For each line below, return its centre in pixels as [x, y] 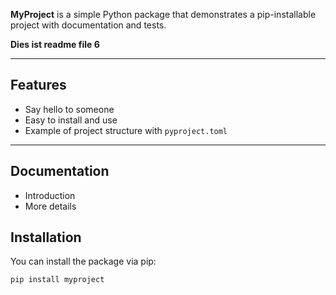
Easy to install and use [71, 120]
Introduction [50, 195]
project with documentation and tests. [88, 25]
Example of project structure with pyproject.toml [126, 130]
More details [50, 206]
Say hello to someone [69, 109]
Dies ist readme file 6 [55, 44]
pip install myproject [57, 280]
